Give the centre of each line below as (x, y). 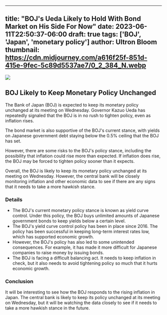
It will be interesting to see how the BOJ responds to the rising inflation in (80, 292)
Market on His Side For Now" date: (60, 27)
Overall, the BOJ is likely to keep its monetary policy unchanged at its (76, 171)
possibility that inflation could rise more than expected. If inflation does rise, (83, 156)
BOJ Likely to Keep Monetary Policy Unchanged (81, 93)
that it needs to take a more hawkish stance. (50, 187)
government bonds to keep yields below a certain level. (69, 221)
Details (14, 200)
